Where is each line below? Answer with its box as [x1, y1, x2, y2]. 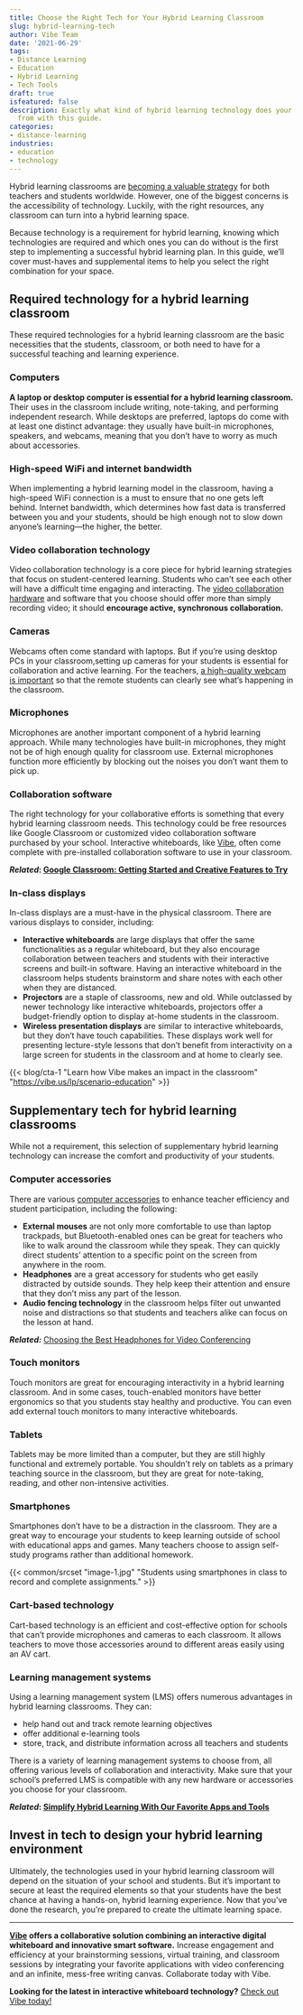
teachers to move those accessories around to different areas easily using [9, 1639, 285, 1649]
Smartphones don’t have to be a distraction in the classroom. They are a [9, 1520, 278, 1531]
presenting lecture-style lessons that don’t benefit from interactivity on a [22, 1040, 293, 1051]
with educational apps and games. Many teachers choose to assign [9, 1540, 260, 1551]
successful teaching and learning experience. [9, 348, 179, 359]
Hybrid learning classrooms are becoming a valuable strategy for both [9, 181, 271, 191]
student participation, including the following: [9, 1202, 178, 1214]
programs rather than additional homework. [32, 1549, 194, 1560]
